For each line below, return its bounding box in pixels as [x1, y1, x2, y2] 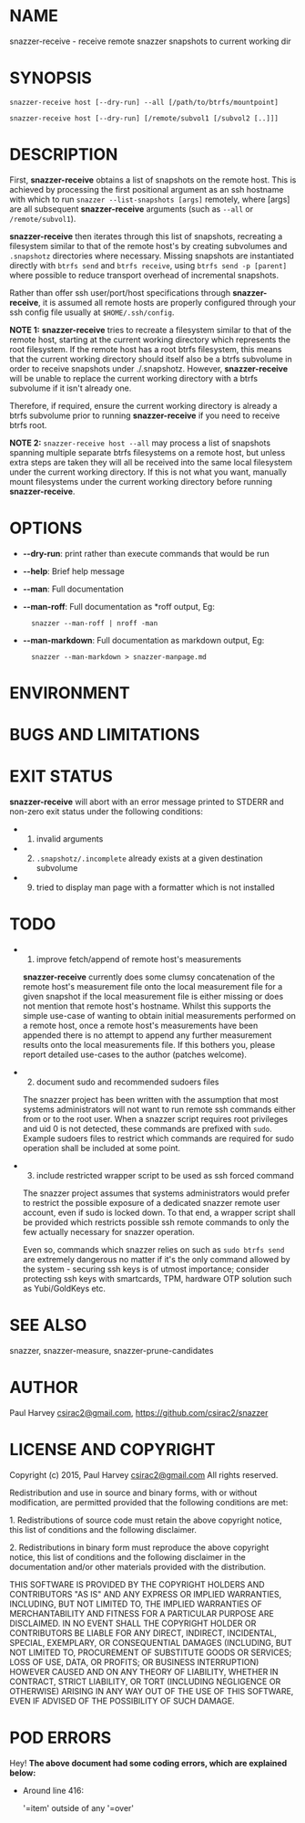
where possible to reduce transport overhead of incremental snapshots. [9, 269, 280, 280]
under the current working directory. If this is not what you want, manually [9, 466, 287, 477]
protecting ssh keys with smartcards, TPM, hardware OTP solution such [22, 1273, 292, 1283]
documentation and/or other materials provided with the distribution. [9, 1561, 267, 1572]
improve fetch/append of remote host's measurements [36, 954, 242, 964]
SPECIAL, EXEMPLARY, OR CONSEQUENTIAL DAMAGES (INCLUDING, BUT [9, 1637, 293, 1648]
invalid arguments [36, 833, 104, 844]
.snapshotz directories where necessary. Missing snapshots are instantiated [9, 250, 294, 261]
